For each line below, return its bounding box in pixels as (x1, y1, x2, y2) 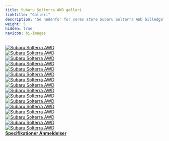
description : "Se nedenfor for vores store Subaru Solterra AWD (5, 17, 143, 22)
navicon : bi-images (5, 31, 46, 36)
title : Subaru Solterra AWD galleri (5, 7, 82, 13)
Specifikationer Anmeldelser (5, 130, 67, 136)
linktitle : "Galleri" (5, 12, 51, 17)
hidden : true (5, 26, 33, 31)
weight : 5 (5, 21, 26, 27)
